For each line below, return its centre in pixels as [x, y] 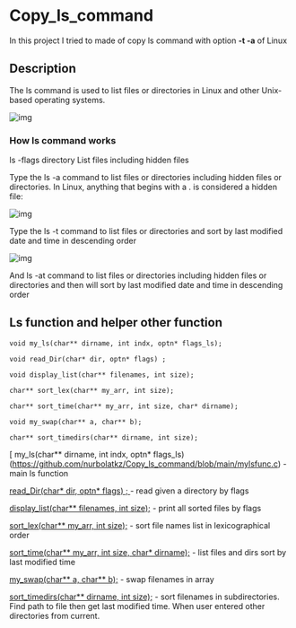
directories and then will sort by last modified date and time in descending [146, 285]
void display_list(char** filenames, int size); [102, 375]
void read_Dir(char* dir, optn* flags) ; [88, 359]
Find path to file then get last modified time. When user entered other [137, 606]
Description [43, 69]
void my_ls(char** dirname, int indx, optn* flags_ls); [116, 343]
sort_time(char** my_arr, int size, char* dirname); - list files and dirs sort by [148, 552]
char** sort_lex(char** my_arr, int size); [92, 390]
